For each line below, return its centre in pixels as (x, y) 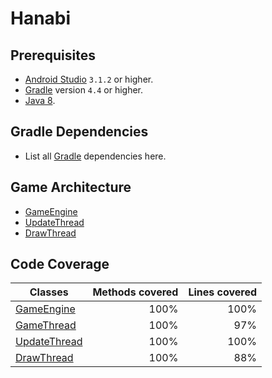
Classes (49, 292)
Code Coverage (60, 264)
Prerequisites (53, 55)
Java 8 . (40, 100)
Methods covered (135, 292)
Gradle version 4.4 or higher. (84, 90)
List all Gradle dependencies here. (95, 156)
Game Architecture (71, 187)
